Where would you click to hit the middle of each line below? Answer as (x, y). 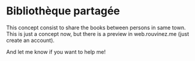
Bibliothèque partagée (63, 11)
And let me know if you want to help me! (56, 51)
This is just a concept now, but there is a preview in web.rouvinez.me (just (97, 33)
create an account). (31, 40)
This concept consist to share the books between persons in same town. (96, 28)
